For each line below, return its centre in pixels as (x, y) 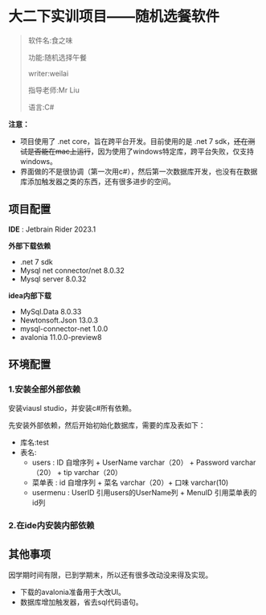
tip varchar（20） (93, 473)
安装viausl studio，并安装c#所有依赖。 (72, 408)
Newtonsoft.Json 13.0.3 (59, 320)
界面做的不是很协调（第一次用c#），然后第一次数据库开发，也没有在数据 (139, 171)
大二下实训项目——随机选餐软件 (114, 16)
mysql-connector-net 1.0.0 (64, 328)
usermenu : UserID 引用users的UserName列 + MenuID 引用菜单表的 (144, 493)
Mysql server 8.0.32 (53, 279)
